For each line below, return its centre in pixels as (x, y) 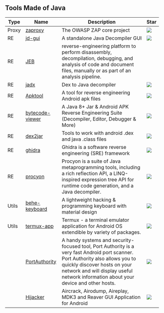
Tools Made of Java (35, 8)
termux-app (39, 226)
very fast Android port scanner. (98, 252)
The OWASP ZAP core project (96, 30)
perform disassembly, (87, 52)
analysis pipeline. (82, 76)
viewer (33, 119)
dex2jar (34, 136)
